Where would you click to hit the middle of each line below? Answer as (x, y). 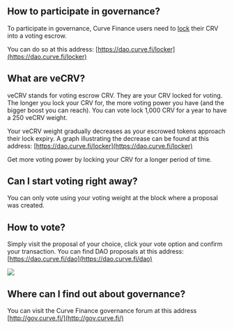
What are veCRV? (46, 78)
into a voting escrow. (37, 36)
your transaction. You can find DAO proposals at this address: (96, 252)
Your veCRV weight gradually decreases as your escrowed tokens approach (116, 131)
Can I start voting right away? (72, 182)
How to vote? (37, 227)
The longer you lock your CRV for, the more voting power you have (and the (116, 102)
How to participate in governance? (84, 12)
